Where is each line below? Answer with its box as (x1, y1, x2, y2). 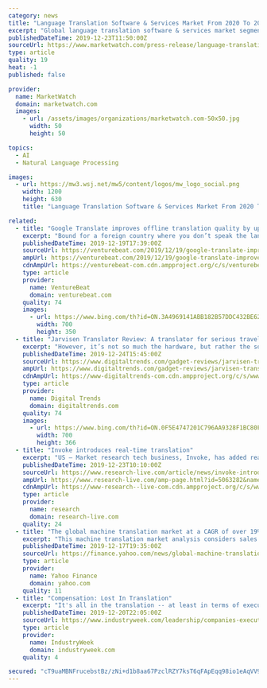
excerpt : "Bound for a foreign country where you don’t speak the (22, 231, 247, 239)
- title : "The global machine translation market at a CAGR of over (15, 527, 247, 535)
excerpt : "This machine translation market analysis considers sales (22, 534, 258, 543)
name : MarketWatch (15, 92, 77, 100)
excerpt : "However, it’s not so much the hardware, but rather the (22, 343, 250, 351)
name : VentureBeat (29, 283, 91, 291)
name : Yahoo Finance (29, 572, 98, 580)
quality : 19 (8, 56, 48, 64)
